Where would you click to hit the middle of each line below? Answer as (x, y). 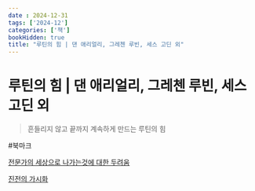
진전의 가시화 (28, 179)
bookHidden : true (36, 37)
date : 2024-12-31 (38, 15)
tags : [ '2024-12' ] (38, 23)
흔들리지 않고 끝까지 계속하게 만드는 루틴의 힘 (97, 129)
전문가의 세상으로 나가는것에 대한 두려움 (69, 163)
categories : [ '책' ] (39, 30)
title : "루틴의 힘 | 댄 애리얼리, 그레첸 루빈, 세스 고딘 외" (96, 45)
